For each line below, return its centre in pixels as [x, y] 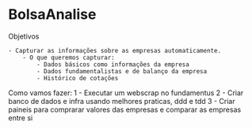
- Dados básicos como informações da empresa [113, 64]
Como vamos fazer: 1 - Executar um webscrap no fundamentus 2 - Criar [126, 93]
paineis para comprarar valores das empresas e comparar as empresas [125, 109]
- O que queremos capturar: [69, 57]
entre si [21, 118]
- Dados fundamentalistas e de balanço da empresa [122, 71]
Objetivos [24, 36]
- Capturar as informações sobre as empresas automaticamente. [115, 50]
